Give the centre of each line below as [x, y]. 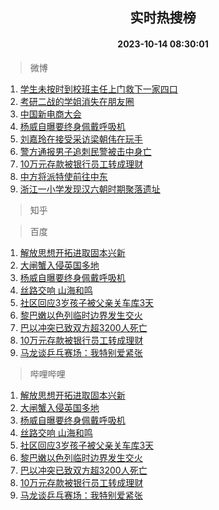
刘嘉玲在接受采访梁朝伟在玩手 [81, 139]
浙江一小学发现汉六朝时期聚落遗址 [90, 189]
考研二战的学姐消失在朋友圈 [77, 101]
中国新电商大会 [50, 114]
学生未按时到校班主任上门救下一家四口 [98, 89]
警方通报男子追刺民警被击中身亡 [85, 151]
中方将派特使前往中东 [63, 176]
